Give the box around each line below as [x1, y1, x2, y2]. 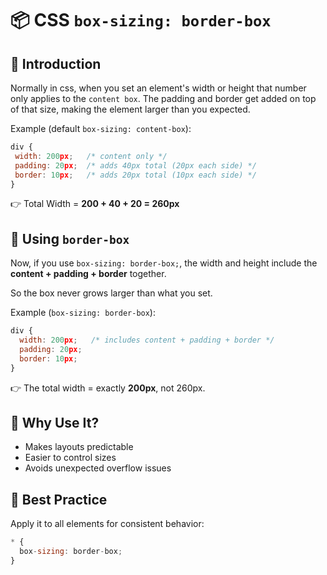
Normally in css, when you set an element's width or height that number [10, 82, 307, 94]
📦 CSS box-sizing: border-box [10, 9, 272, 32]
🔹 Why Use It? [10, 414, 100, 431]
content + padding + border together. [10, 268, 167, 280]
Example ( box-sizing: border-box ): [10, 307, 156, 319]
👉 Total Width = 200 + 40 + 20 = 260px [10, 198, 180, 210]
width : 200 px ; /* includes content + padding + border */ [19, 335, 275, 346]
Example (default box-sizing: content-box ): [10, 123, 192, 134]
